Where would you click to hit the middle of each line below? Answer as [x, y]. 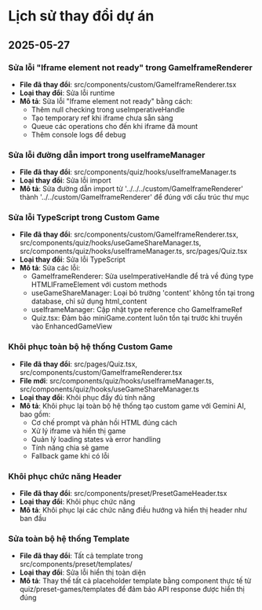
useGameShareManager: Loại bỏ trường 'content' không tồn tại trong [143, 293]
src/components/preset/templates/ [76, 564]
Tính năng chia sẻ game [70, 447]
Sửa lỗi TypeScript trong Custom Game [84, 218]
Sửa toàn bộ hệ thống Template [69, 538]
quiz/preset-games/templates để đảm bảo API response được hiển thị [132, 590]
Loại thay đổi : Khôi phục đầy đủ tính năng [87, 397]
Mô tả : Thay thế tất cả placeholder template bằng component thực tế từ [135, 581]
